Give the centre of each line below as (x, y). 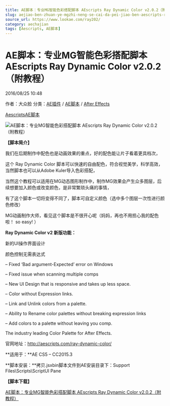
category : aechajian (27, 24)
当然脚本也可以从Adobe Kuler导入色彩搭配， (51, 171)
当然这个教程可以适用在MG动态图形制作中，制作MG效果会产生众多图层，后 (83, 181)
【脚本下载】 (18, 382)
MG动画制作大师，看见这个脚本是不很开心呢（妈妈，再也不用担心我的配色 (82, 216)
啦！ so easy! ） (22, 222)
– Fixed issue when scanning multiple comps (52, 274)
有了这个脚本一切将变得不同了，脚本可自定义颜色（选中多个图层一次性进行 (83, 198)
